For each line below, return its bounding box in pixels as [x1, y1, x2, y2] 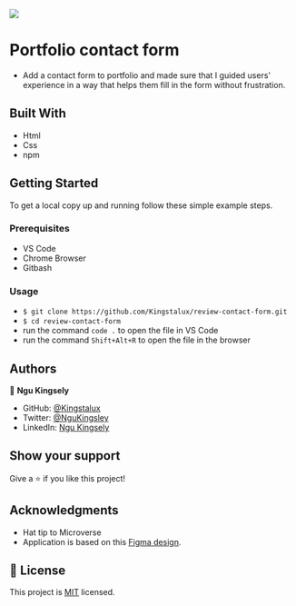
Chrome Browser [22, 253, 86, 263]
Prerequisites [9, 223, 70, 235]
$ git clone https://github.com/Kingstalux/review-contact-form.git [22, 307, 288, 317]
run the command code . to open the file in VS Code [22, 325, 219, 336]
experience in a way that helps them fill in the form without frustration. [22, 79, 286, 90]
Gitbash [22, 262, 53, 273]
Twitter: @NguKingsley [22, 412, 109, 422]
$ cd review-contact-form [22, 317, 121, 326]
